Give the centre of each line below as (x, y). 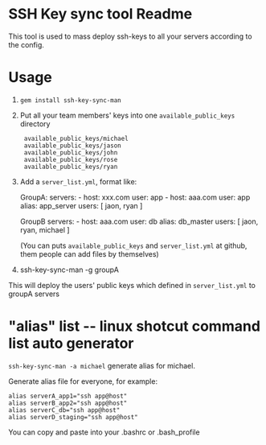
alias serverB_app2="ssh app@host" (68, 403)
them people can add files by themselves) (89, 253)
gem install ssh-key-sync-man (71, 100)
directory (35, 124)
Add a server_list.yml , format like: (78, 181)
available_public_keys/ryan (71, 167)
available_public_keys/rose (71, 159)
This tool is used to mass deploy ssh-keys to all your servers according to (130, 36)
